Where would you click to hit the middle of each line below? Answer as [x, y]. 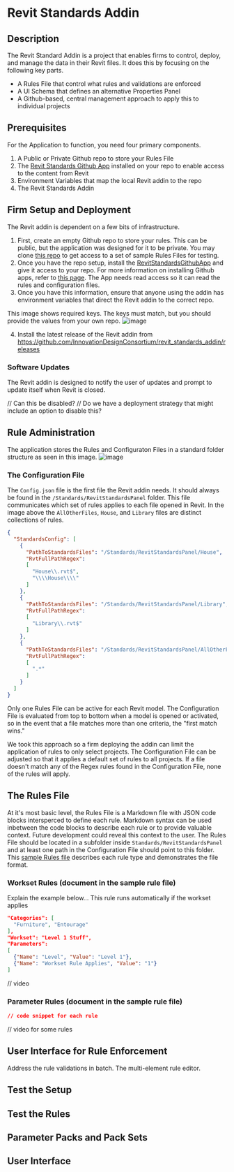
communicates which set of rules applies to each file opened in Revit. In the [116, 505]
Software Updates [39, 367]
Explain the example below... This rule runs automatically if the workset [109, 898]
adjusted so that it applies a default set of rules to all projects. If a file [106, 759]
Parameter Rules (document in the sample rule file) [95, 1002]
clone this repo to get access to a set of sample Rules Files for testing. [118, 255]
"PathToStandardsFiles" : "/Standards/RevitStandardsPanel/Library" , [127, 604]
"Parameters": [28, 944]
